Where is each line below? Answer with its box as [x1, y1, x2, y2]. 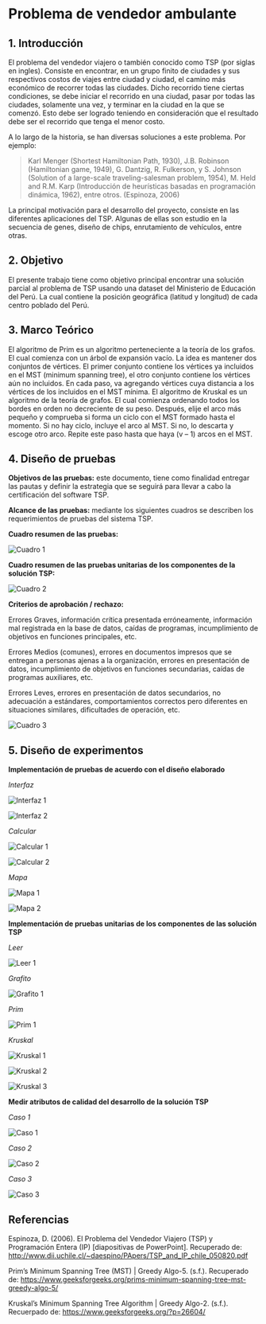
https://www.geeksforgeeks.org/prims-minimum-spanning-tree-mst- [20, 1275, 246, 1284]
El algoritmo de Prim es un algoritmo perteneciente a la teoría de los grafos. [8, 344, 256, 354]
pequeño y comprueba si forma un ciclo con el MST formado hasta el [8, 412, 236, 422]
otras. [8, 231, 28, 240]
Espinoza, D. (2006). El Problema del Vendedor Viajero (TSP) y [8, 1234, 213, 1244]
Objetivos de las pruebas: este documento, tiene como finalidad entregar [8, 473, 250, 482]
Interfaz [8, 780, 34, 790]
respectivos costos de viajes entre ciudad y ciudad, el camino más [8, 75, 226, 84]
